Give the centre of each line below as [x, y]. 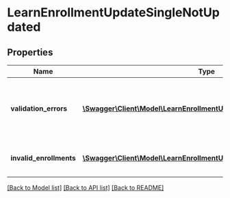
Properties [30, 52]
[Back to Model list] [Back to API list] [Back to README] [86, 188]
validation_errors [39, 109]
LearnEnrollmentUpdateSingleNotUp [114, 13]
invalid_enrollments [43, 158]
